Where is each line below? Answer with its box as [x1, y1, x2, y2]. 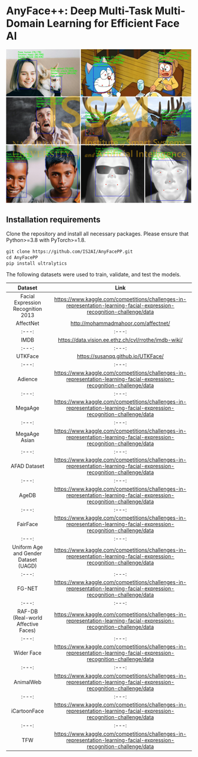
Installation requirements [6, 214, 101, 224]
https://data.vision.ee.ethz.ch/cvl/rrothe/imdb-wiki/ [58, 336, 183, 343]
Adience [17, 375, 38, 382]
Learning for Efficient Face [47, 17, 180, 30]
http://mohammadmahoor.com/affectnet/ [70, 320, 170, 327]
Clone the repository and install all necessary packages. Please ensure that [6, 230, 189, 237]
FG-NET [17, 585, 38, 592]
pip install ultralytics [6, 260, 67, 267]
